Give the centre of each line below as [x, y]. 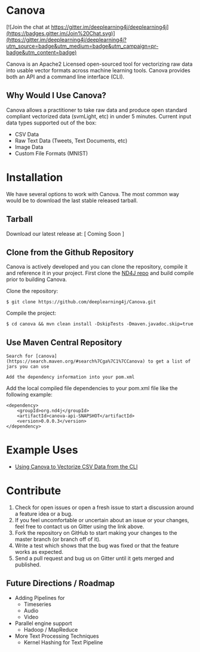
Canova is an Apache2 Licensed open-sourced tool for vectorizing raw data [99, 64]
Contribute [34, 491]
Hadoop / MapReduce [51, 629]
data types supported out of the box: [51, 123]
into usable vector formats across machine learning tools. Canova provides [99, 70]
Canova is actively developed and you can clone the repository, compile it [97, 267]
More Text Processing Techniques [57, 636]
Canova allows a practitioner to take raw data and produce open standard [97, 110]
